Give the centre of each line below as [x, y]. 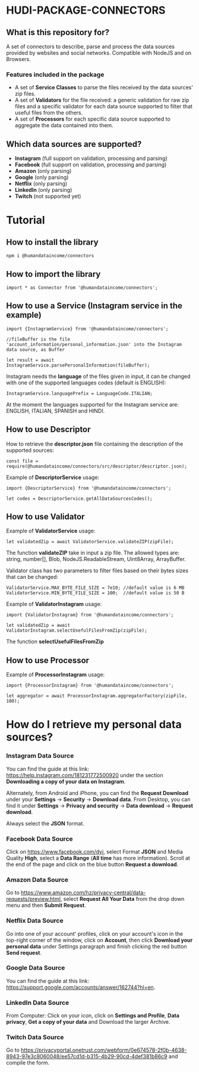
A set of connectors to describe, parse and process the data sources [91, 46]
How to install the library [53, 242]
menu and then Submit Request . [46, 905]
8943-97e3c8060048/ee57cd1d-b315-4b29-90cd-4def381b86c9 [87, 1057]
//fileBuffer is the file [38, 339]
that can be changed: [32, 577]
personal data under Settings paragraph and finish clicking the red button [97, 946]
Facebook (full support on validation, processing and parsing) [91, 165]
